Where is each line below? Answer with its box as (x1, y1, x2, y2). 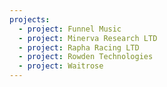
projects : (9, 14, 51, 25)
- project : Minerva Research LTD (18, 33, 158, 43)
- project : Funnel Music (18, 24, 122, 34)
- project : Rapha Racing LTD (18, 42, 140, 53)
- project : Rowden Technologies (18, 52, 154, 62)
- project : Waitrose (18, 61, 104, 71)
